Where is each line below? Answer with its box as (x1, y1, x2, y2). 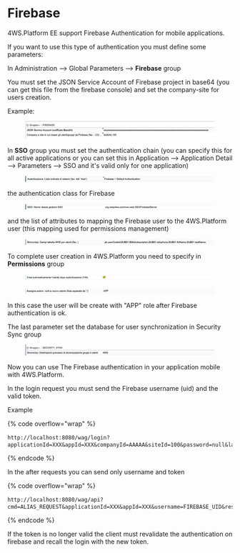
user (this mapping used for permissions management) (7, 224, 169, 233)
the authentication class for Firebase (7, 189, 116, 198)
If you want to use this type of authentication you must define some (7, 42, 206, 51)
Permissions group (7, 259, 65, 269)
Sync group (7, 330, 41, 339)
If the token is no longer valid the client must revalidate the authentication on (7, 529, 233, 538)
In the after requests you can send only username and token (7, 467, 185, 476)
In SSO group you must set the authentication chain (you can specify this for (7, 146, 233, 155)
